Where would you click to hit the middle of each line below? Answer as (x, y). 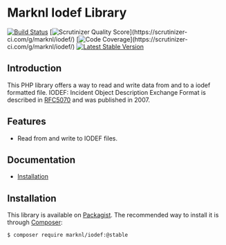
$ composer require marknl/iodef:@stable (68, 235)
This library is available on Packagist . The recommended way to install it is (113, 215)
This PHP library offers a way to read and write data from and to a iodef (109, 85)
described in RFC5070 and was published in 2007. (79, 100)
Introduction (35, 68)
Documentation (41, 160)
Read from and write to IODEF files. (67, 138)
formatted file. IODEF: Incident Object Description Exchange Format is (106, 92)
